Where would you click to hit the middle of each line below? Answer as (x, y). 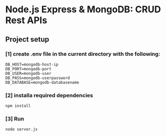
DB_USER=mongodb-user (29, 73)
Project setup (27, 39)
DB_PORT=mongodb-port (29, 69)
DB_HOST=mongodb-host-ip (32, 64)
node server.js (22, 129)
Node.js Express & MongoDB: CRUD (83, 9)
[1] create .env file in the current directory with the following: (83, 54)
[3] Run (15, 119)
